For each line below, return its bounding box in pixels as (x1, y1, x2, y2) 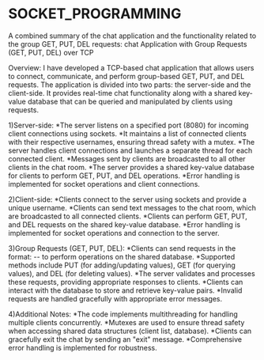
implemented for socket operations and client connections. (8, 179, 200, 188)
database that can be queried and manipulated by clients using (27, 97, 233, 106)
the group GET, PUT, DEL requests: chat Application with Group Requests (8, 39, 247, 48)
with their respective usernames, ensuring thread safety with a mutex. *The (8, 137, 255, 146)
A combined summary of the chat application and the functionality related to (8, 31, 257, 40)
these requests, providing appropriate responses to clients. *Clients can (8, 277, 243, 286)
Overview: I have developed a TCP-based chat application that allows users (8, 63, 255, 72)
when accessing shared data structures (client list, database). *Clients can (8, 326, 252, 335)
